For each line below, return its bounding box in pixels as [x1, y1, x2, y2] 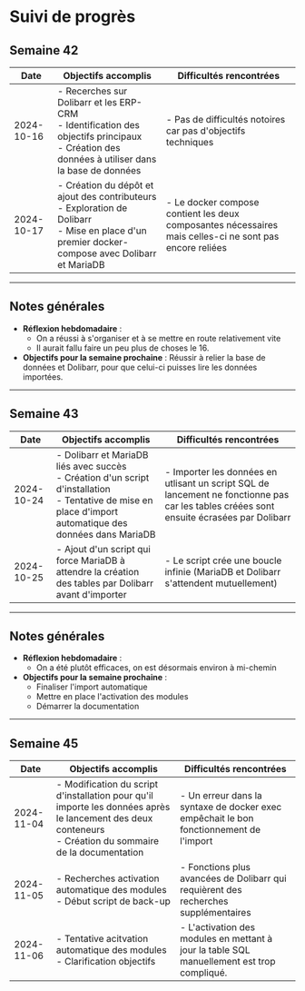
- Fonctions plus [180, 861, 251, 874]
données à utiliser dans [57, 153, 157, 165]
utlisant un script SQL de [164, 477, 270, 490]
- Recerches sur [57, 84, 128, 97]
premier [57, 236, 91, 248]
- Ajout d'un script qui [55, 542, 152, 555]
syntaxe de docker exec [180, 801, 282, 814]
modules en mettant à [180, 933, 273, 946]
